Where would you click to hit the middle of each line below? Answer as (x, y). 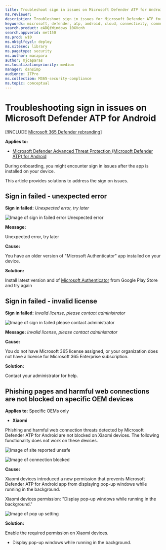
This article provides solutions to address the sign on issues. (67, 180)
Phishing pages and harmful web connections (77, 391)
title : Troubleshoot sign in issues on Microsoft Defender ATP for (76, 10)
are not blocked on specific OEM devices (69, 399)
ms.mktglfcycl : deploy (28, 42)
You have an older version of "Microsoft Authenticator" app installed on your (83, 256)
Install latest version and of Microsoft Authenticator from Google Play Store (82, 280)
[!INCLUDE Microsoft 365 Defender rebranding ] (54, 132)
